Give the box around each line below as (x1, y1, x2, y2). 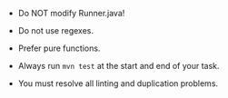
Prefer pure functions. (17, 43, 101, 54)
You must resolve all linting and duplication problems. (17, 78, 219, 89)
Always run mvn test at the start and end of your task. (17, 61, 220, 71)
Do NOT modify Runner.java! (17, 8, 125, 18)
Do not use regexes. (17, 25, 94, 35)
